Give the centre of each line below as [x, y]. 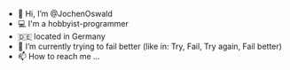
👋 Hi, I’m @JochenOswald [65, 14]
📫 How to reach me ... [59, 56]
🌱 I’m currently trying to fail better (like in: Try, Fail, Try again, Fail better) [149, 46]
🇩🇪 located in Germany [62, 36]
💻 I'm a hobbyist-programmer [73, 23]
